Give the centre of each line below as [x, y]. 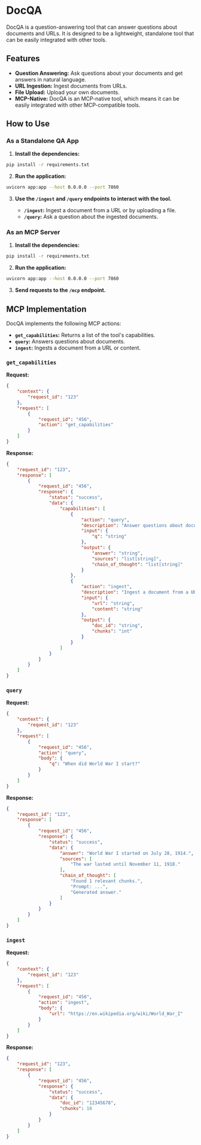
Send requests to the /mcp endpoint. [60, 290]
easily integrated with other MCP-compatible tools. [77, 105]
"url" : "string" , [113, 603]
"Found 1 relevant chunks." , [107, 881]
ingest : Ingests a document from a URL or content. [78, 348]
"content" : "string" [118, 609]
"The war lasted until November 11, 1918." [125, 864]
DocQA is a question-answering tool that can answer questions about [92, 27]
